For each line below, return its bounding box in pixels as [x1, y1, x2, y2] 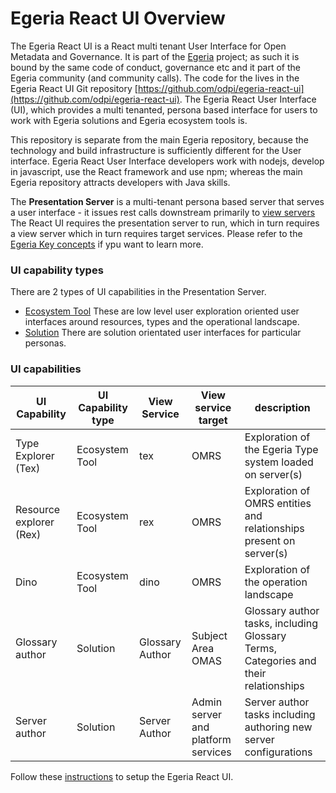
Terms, [244, 641, 278, 655]
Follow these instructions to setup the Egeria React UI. [10, 770, 234, 782]
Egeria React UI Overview [10, 7, 226, 30]
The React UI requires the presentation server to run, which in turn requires [10, 217, 320, 229]
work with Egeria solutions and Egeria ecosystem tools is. [10, 114, 248, 126]
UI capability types [10, 263, 104, 277]
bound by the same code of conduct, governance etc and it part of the [10, 61, 302, 73]
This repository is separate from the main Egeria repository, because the [10, 133, 309, 146]
